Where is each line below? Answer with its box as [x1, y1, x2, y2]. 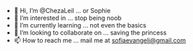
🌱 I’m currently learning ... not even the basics [13, 21, 147, 29]
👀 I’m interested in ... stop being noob [13, 14, 122, 22]
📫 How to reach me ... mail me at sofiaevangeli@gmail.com [13, 37, 187, 44]
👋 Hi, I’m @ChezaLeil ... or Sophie [13, 7, 110, 14]
